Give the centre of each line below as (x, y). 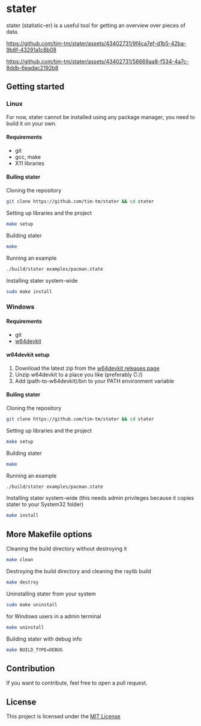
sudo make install (29, 291)
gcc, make (28, 157)
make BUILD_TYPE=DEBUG (34, 650)
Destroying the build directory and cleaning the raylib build (79, 571)
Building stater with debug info (44, 639)
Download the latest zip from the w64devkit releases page (87, 368)
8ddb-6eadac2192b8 (32, 67)
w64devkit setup (28, 355)
